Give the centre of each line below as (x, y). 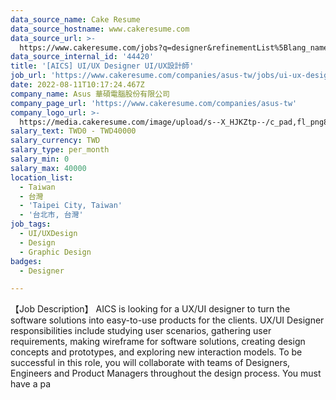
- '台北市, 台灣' (51, 215)
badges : (26, 261)
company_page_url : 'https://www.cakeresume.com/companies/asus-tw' (154, 103)
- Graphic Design (55, 252)
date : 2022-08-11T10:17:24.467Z (77, 85)
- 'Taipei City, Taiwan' (71, 206)
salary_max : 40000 (48, 168)
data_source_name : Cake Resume (75, 19)
